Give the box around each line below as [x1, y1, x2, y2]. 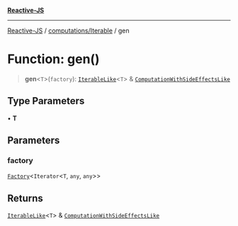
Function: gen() [7, 51, 101, 67]
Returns [7, 192, 44, 204]
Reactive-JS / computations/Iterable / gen [7, 26, 130, 35]
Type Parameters [7, 95, 85, 107]
